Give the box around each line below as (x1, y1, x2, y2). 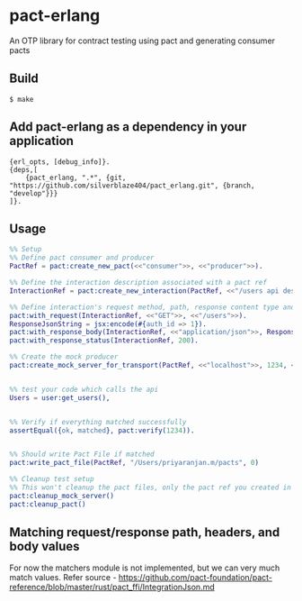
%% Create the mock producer (9, 352, 119, 361)
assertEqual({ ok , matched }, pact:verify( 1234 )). (9, 425, 195, 435)
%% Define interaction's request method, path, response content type (9, 303, 280, 312)
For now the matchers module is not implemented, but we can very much (9, 562, 280, 573)
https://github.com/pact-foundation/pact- (118, 572, 272, 583)
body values (9, 539, 80, 554)
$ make (9, 95, 34, 104)
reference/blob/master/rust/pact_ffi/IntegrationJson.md (9, 582, 216, 593)
